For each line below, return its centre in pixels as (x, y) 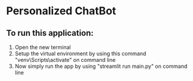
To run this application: (50, 33)
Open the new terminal (43, 47)
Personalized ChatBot (61, 11)
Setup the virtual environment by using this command (80, 54)
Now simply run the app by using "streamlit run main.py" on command (101, 66)
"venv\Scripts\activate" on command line (65, 60)
